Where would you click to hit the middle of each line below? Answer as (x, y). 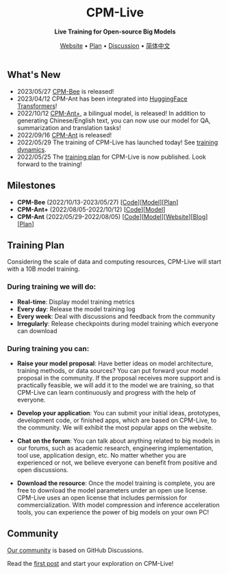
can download (37, 330)
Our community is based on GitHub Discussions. (75, 550)
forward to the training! (49, 164)
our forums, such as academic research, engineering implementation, (115, 448)
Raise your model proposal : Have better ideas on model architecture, (115, 363)
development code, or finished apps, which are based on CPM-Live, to (117, 420)
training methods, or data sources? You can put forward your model (113, 370)
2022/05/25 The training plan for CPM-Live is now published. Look (112, 157)
